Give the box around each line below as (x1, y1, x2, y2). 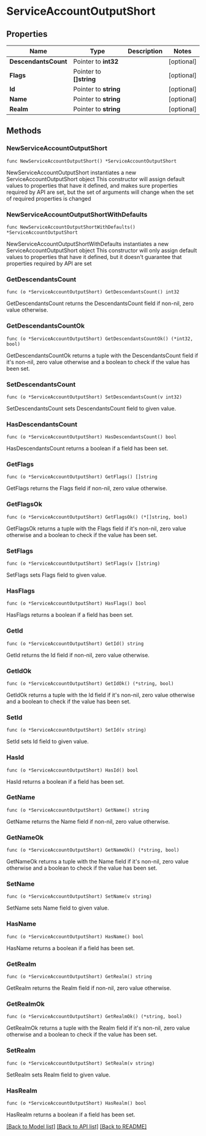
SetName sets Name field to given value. (6, 904, 109, 912)
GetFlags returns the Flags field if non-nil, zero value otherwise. (6, 485, 167, 492)
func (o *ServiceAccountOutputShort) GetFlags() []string (6, 474, 158, 480)
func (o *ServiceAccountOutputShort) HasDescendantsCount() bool (6, 434, 177, 440)
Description (128, 47, 163, 55)
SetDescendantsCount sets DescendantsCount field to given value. (6, 404, 177, 412)
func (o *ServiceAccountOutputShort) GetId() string (6, 640, 144, 647)
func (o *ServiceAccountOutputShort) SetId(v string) (6, 727, 147, 733)
